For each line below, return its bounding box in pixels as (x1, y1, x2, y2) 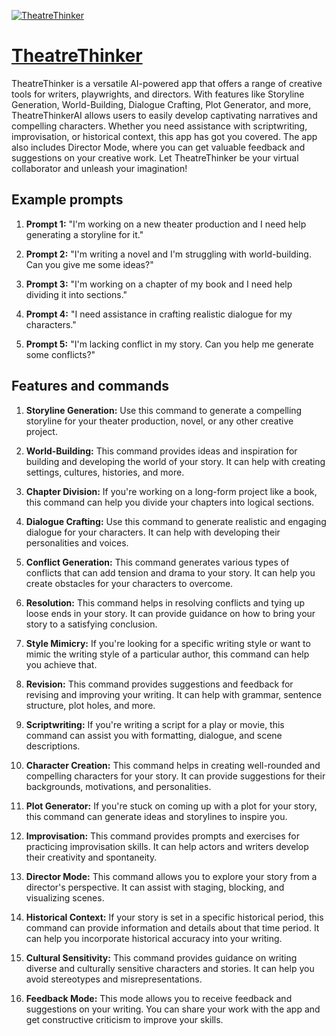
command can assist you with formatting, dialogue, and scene (25, 729, 283, 741)
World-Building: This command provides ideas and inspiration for (25, 445, 298, 457)
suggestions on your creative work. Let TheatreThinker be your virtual (11, 151, 299, 164)
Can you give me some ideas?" (25, 258, 154, 270)
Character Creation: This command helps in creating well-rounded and (25, 759, 321, 771)
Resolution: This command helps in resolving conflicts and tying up (25, 596, 306, 609)
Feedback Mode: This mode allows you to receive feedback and (25, 992, 293, 1004)
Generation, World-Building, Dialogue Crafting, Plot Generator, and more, (11, 98, 312, 110)
